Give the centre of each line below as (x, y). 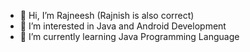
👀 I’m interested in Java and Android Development (123, 26)
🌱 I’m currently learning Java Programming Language (129, 36)
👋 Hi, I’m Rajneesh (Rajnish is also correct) (107, 15)
